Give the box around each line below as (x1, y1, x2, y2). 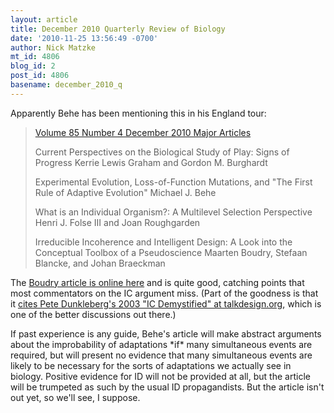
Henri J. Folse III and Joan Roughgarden (34, 216, 201, 228)
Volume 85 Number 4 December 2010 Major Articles (34, 126, 252, 138)
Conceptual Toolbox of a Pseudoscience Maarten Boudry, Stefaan (34, 246, 308, 258)
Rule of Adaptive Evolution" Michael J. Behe (34, 186, 217, 198)
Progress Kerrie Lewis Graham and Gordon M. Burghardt (34, 156, 268, 168)
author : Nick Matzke (10, 42, 97, 53)
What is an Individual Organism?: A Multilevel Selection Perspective (34, 206, 313, 218)
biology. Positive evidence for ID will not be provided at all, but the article (10, 370, 311, 382)
